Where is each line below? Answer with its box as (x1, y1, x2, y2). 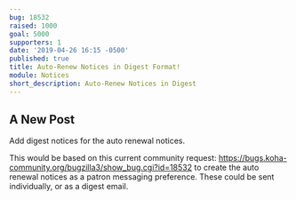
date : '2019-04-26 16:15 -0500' (9, 46, 129, 55)
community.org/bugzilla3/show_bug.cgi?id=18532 (9, 162, 193, 173)
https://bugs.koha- (218, 153, 287, 164)
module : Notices (9, 71, 69, 80)
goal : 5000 (9, 29, 50, 38)
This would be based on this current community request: (9, 153, 217, 164)
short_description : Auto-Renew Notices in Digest (9, 79, 197, 88)
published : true (9, 54, 69, 63)
